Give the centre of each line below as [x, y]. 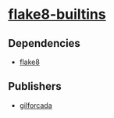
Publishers [35, 86]
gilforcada [36, 105]
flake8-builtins [57, 14]
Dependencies [44, 43]
